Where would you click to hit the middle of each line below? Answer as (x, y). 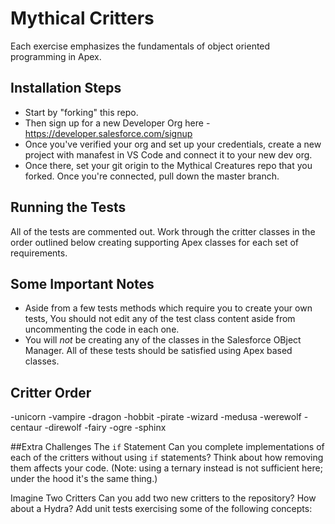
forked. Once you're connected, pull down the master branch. (152, 176)
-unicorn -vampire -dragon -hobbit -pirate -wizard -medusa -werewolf (156, 417)
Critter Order (51, 392)
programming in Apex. (56, 56)
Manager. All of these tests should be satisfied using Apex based (158, 351)
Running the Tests (68, 207)
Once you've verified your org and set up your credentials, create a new (173, 144)
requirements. (39, 253)
